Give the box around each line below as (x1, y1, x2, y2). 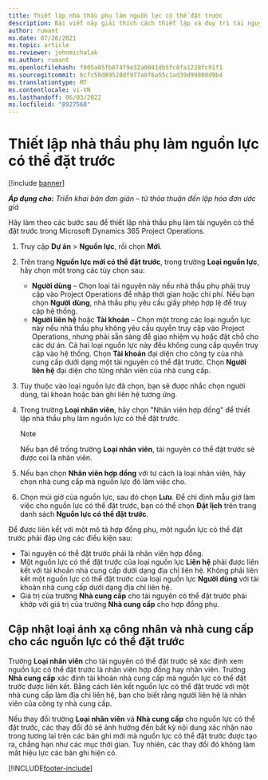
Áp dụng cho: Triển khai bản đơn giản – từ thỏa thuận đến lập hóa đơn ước (8, 194, 257, 203)
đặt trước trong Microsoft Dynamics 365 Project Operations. (8, 227, 206, 236)
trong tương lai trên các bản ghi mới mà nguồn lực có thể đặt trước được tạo (8, 731, 258, 740)
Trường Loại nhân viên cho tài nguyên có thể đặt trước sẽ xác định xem (8, 656, 244, 666)
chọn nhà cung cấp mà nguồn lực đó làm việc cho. (19, 477, 187, 487)
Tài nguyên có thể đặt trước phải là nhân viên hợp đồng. (19, 549, 204, 558)
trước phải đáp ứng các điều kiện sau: (8, 534, 133, 543)
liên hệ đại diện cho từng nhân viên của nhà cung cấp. (31, 366, 211, 376)
